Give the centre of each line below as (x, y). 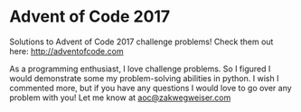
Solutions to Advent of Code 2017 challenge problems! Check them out (141, 42)
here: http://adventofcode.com (66, 51)
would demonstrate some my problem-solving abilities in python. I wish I (144, 78)
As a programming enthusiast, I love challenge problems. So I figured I (140, 69)
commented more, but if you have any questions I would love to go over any (150, 88)
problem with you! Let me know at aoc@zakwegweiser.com (120, 98)
